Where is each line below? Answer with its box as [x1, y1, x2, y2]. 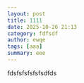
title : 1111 [7, 17, 42, 24]
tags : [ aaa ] [7, 43, 42, 50]
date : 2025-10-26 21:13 [7, 23, 78, 30]
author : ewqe [7, 37, 46, 44]
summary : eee [7, 50, 46, 57]
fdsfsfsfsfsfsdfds [7, 68, 57, 77]
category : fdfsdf [7, 30, 59, 37]
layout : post [7, 10, 46, 18]
